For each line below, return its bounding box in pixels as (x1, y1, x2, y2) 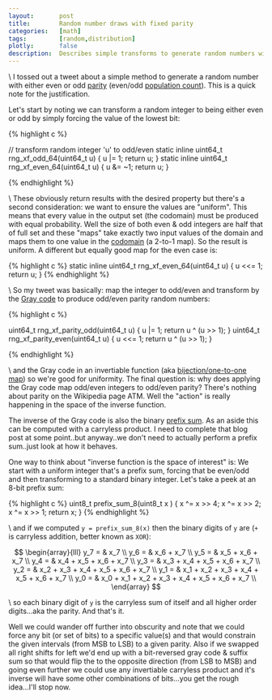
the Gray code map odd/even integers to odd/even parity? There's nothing (8, 383, 257, 392)
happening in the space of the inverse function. (8, 400, 167, 410)
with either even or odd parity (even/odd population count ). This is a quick (8, 80, 257, 90)
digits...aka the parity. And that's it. (8, 606, 125, 616)
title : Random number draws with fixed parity (8, 19, 194, 28)
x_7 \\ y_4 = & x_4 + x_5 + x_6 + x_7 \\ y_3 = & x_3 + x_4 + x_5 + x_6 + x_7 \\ (11, 556, 261, 565)
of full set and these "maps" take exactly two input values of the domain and (8, 228, 264, 238)
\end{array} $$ (110, 582, 162, 591)
